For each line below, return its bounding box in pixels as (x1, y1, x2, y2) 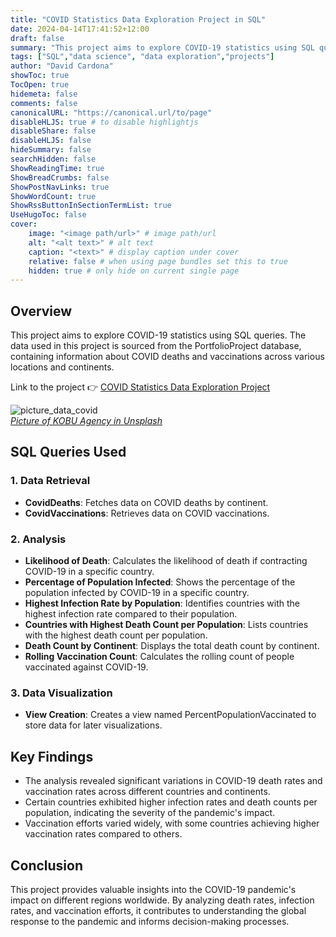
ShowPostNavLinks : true (10, 182, 110, 192)
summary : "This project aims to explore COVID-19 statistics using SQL (10, 42, 315, 53)
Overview (10, 302, 73, 320)
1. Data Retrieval (10, 474, 91, 488)
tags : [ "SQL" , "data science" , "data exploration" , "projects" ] (10, 52, 275, 62)
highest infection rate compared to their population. (24, 608, 238, 620)
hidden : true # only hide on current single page (28, 266, 240, 276)
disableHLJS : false (10, 136, 92, 146)
